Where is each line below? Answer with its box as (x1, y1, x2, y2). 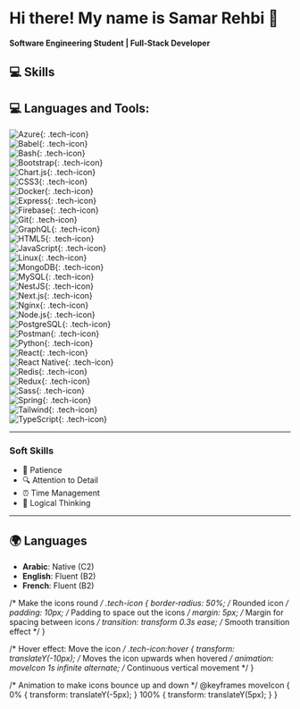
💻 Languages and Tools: (9, 100, 150, 115)
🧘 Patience (21, 465, 62, 476)
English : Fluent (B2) (21, 571, 96, 582)
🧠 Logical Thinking (21, 498, 91, 509)
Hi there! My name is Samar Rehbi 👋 (9, 8, 279, 29)
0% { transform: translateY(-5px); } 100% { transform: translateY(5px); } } (9, 689, 279, 700)
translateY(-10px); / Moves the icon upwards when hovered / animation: (9, 653, 274, 664)
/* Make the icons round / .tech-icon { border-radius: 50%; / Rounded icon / (9, 598, 289, 609)
